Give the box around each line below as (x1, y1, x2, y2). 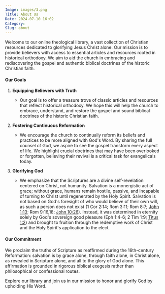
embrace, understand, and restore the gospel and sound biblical (19, 108, 150, 114)
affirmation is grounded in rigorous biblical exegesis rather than (5, 263, 134, 269)
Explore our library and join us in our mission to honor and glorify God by (5, 278, 153, 284)
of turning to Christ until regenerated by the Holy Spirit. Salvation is (19, 193, 156, 199)
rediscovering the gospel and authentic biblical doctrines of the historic (5, 60, 150, 66)
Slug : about (5, 26, 30, 31)
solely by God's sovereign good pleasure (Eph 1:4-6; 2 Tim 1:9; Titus (19, 214, 159, 220)
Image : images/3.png (5, 7, 48, 12)
